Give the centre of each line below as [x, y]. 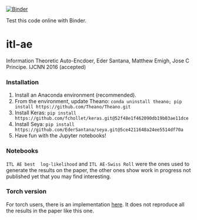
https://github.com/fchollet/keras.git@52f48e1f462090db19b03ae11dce [102, 119]
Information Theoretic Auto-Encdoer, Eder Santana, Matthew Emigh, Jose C [98, 60]
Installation [23, 82]
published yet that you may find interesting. [59, 176]
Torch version [26, 192]
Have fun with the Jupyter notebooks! [61, 136]
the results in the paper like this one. [50, 211]
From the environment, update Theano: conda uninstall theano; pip [98, 101]
